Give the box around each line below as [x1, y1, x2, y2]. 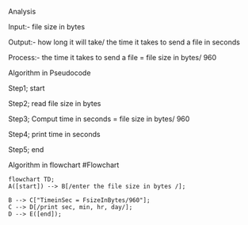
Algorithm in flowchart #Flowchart [8, 160, 120, 170]
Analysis [8, 7, 36, 16]
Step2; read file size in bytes [8, 99, 101, 108]
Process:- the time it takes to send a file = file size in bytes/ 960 [8, 53, 217, 62]
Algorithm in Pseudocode [8, 68, 91, 78]
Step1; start [8, 83, 45, 93]
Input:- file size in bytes [8, 22, 86, 31]
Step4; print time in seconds [8, 130, 101, 139]
